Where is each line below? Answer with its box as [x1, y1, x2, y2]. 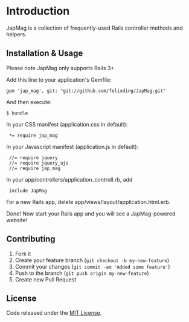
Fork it [14, 250, 31, 257]
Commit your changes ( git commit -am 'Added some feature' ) [14, 263, 170, 270]
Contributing [6, 234, 56, 245]
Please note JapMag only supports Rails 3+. [6, 64, 116, 71]
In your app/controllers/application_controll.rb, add [6, 176, 133, 183]
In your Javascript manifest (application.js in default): [6, 143, 139, 150]
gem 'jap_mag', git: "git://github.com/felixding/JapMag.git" [6, 88, 166, 94]
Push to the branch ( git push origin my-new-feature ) [14, 269, 149, 277]
